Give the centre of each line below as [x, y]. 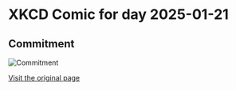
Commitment [41, 44]
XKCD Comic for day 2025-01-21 [118, 15]
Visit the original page [44, 78]
